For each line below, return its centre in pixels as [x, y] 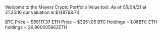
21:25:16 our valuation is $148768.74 [42, 12]
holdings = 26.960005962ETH [36, 27]
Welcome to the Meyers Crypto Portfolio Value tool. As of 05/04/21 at [76, 7]
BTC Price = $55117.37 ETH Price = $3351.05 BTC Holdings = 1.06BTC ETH [81, 22]
